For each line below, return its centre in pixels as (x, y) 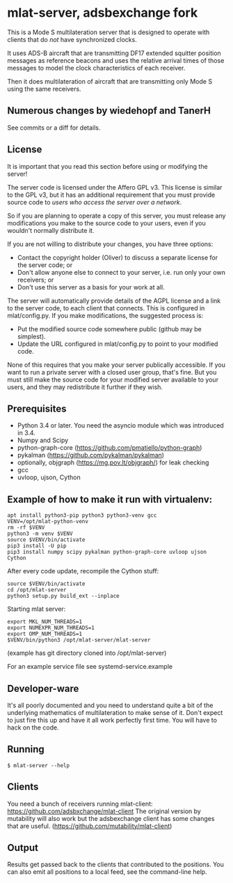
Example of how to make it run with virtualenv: (110, 499)
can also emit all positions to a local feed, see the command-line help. (107, 872)
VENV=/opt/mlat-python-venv (48, 522)
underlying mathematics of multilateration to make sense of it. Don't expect (115, 712)
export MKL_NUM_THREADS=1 (45, 622)
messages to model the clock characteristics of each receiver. (96, 68)
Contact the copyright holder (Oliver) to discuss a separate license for (117, 257)
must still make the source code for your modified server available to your (113, 379)
